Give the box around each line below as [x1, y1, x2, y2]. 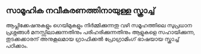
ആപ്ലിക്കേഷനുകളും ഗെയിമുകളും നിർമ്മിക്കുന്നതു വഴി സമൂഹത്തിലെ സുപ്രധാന [5, 21, 192, 29]
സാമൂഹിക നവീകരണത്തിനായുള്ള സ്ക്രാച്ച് [5, 5, 155, 16]
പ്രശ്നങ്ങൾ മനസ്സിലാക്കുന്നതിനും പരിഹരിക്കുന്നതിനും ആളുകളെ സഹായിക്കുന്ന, [5, 28, 196, 36]
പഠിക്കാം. [5, 42, 28, 49]
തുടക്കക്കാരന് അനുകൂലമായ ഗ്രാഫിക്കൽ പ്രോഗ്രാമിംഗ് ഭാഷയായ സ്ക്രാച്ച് [5, 35, 180, 42]
